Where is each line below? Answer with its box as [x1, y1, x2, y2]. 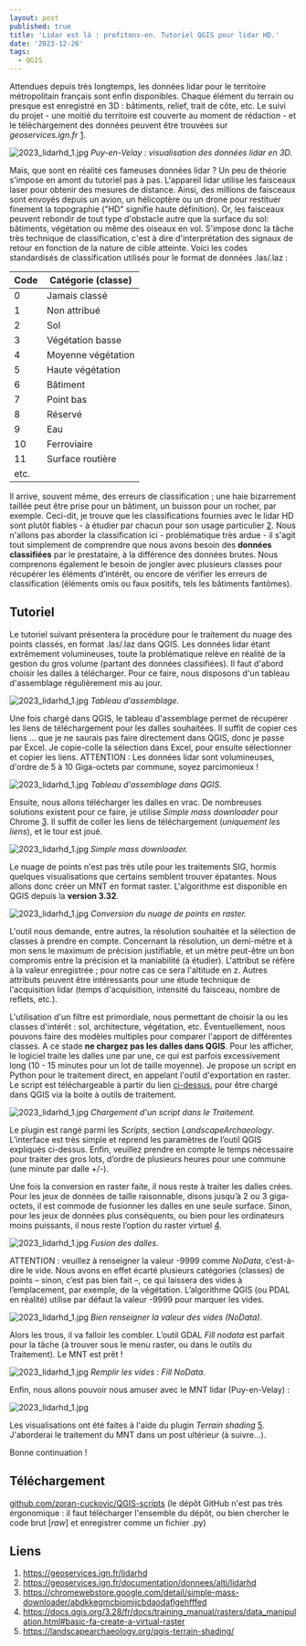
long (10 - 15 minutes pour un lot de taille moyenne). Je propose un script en [9, 1060, 297, 1071]
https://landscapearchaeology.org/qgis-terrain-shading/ [22, 1626, 235, 1637]
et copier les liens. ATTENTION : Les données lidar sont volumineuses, [9, 751, 275, 763]
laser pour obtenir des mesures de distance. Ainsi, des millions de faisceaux [9, 185, 296, 195]
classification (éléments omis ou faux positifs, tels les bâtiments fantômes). [9, 578, 292, 589]
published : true [9, 22, 71, 31]
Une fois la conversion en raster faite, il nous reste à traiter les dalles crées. [9, 1180, 293, 1192]
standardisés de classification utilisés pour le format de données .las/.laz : [9, 252, 288, 263]
